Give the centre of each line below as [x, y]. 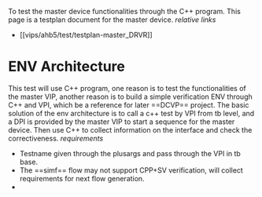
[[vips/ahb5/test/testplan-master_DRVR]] [86, 35]
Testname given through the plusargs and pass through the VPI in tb [130, 153]
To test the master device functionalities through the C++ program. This [125, 11]
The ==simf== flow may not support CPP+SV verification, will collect [131, 170]
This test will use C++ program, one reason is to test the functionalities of [127, 88]
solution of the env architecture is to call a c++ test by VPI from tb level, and [131, 113]
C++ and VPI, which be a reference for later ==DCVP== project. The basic [129, 104]
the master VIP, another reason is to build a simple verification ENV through [131, 97]
